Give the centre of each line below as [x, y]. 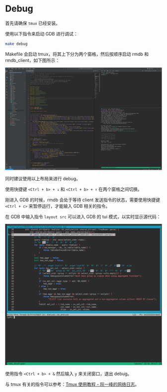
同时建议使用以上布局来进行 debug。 [43, 178]
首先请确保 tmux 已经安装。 [33, 23]
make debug [16, 44]
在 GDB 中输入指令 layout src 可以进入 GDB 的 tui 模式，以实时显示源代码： [83, 216]
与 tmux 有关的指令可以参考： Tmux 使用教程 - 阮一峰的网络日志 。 [72, 384]
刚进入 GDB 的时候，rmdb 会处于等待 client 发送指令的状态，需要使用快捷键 [83, 200]
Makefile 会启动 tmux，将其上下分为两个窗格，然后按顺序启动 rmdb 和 [77, 54]
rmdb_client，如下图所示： [33, 60]
